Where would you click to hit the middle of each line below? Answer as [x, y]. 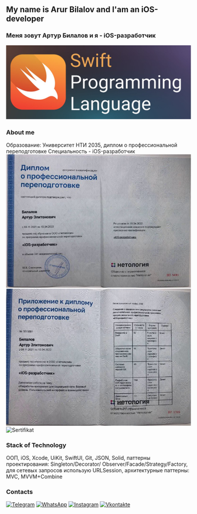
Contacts [20, 492]
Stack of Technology [36, 445]
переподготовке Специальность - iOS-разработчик [71, 152]
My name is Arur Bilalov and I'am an [73, 10]
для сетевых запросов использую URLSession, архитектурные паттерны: [98, 471]
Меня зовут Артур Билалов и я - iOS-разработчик [81, 36]
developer [25, 19]
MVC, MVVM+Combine [34, 477]
